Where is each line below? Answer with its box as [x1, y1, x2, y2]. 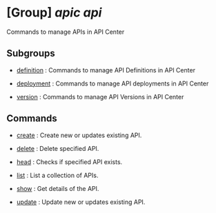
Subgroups [6, 48, 56, 59]
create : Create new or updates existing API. [16, 131, 142, 139]
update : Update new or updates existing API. [16, 198, 146, 206]
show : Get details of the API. [16, 184, 99, 192]
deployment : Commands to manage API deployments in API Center [16, 79, 209, 88]
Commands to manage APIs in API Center [6, 28, 125, 36]
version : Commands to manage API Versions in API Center [16, 92, 184, 101]
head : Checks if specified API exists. [16, 157, 123, 166]
